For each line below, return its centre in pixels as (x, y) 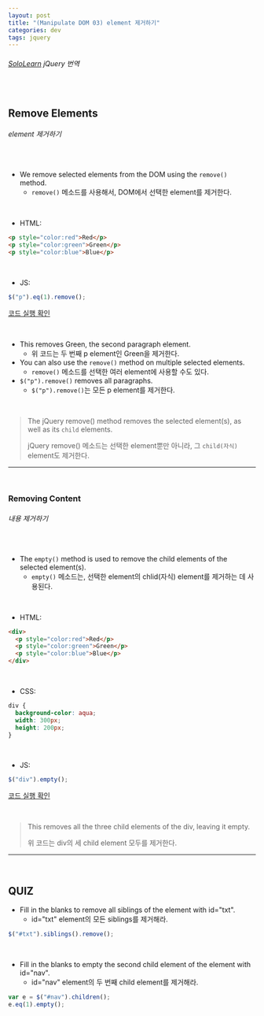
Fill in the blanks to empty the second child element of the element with (135, 964)
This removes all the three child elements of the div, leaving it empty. (139, 827)
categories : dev (35, 30)
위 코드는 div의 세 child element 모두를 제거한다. (102, 843)
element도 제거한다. (59, 455)
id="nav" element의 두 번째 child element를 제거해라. (115, 982)
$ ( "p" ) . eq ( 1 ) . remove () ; (47, 297)
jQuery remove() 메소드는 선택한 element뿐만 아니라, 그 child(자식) (132, 445)
